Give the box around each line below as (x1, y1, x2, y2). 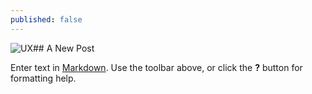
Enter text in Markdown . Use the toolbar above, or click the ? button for (10, 61, 303, 73)
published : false (10, 14, 83, 25)
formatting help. (10, 72, 77, 84)
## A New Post (32, 42, 95, 54)
